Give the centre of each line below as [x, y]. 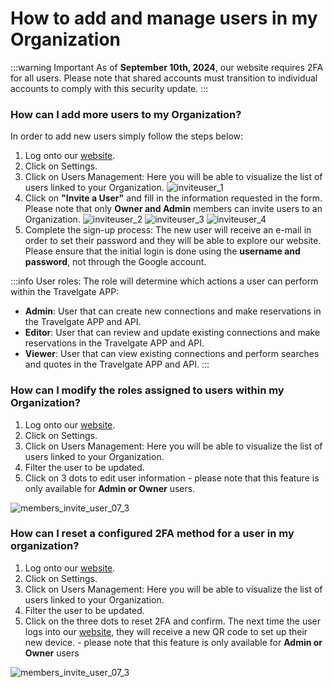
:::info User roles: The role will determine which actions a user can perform [164, 281]
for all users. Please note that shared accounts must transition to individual [164, 78]
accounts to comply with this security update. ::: [109, 88]
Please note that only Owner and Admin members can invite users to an [173, 209]
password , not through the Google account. [115, 262]
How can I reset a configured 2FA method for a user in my [152, 534]
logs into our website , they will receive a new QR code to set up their [166, 631]
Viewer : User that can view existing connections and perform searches [172, 354]
